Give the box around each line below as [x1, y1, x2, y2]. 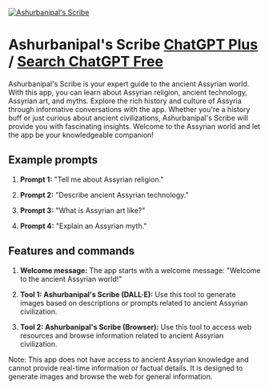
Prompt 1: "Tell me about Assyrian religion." [19, 174, 164, 184]
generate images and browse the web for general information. [8, 371, 213, 381]
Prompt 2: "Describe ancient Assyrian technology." [19, 190, 190, 199]
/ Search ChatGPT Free [8, 53, 164, 71]
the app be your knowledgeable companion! [8, 130, 155, 139]
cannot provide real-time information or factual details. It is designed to [8, 363, 243, 372]
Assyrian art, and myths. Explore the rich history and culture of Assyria [8, 96, 242, 106]
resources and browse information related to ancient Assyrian [19, 331, 224, 340]
